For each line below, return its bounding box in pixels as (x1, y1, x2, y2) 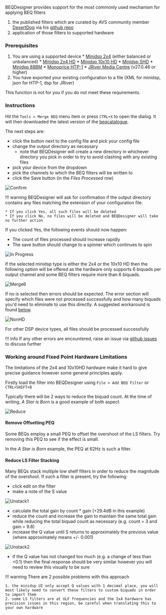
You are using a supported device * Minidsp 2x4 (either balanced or (12, 53, 151, 59)
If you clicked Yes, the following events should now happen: (5, 227, 128, 233)
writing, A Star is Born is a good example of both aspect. (5, 398, 120, 405)
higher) (12, 69, 27, 75)
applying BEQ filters (5, 9, 46, 15)
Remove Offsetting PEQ (5, 420, 55, 426)
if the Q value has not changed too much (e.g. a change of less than (12, 554, 151, 560)
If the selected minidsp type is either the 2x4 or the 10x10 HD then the (5, 261, 148, 267)
